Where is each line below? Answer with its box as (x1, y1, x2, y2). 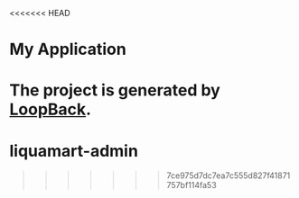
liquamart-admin (9, 140, 138, 161)
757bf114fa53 (166, 180, 217, 191)
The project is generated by (9, 80, 221, 101)
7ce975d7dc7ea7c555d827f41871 (166, 170, 291, 181)
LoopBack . (9, 99, 92, 120)
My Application (9, 40, 126, 59)
